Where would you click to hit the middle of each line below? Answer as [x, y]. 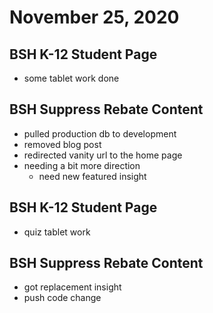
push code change [62, 298]
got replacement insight [72, 287]
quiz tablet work [57, 232]
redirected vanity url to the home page [103, 155]
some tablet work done [71, 78]
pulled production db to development [100, 133]
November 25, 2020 [94, 17]
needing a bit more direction [82, 165]
